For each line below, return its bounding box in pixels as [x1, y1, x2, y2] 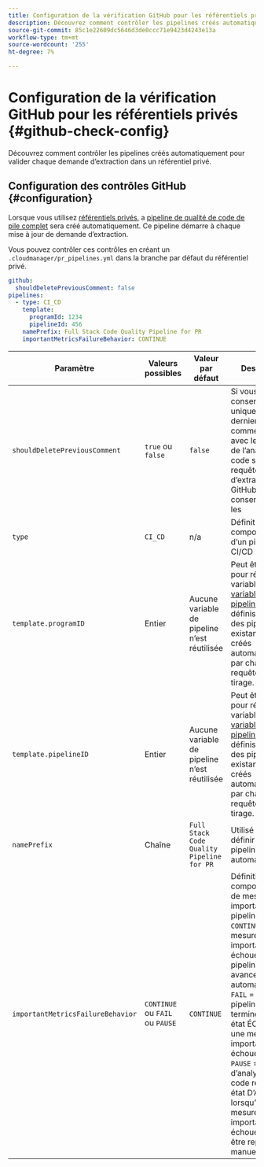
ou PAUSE [144, 1017, 177, 1028]
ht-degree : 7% [8, 48, 55, 56]
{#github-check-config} [8, 123, 170, 140]
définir [230, 834, 255, 845]
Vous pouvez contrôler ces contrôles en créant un [8, 245, 170, 254]
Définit [230, 516, 255, 527]
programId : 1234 [28, 313, 82, 321]
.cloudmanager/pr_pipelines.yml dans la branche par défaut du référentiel [8, 253, 249, 262]
